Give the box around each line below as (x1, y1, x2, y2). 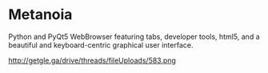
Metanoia (8, 6, 73, 24)
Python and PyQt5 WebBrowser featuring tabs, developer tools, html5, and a (8, 32, 260, 41)
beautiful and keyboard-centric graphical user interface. (8, 40, 194, 49)
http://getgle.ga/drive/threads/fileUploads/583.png (8, 56, 176, 65)
